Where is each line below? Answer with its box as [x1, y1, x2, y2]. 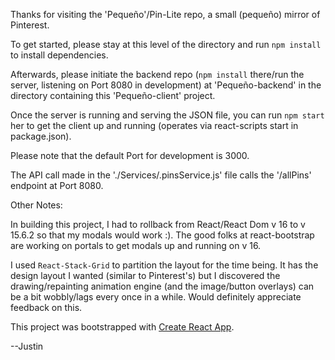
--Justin [10, 340, 44, 352]
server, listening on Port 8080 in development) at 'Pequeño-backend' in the [10, 79, 322, 91]
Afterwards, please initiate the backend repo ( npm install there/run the [10, 69, 305, 80]
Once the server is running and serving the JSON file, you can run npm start [10, 109, 325, 121]
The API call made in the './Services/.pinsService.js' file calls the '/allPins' [10, 169, 312, 181]
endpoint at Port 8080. [10, 180, 104, 191]
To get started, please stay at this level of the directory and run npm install [10, 39, 322, 50]
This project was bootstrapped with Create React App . [10, 321, 235, 333]
